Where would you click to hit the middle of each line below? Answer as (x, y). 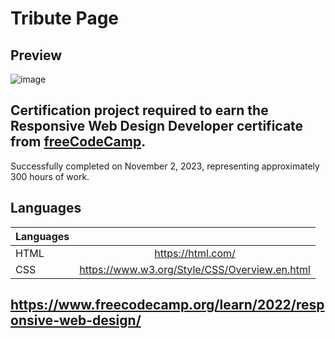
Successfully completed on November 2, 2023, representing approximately (165, 166)
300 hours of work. (50, 176)
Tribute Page (65, 18)
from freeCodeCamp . (78, 142)
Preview (36, 55)
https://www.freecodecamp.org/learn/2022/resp (167, 305)
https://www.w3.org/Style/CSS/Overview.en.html (195, 269)
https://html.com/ (195, 253)
